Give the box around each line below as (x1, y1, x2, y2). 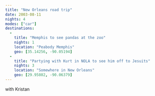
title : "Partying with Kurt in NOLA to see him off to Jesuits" (14, 58, 151, 63)
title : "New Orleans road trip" (5, 7, 72, 12)
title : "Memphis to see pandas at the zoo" (14, 35, 106, 40)
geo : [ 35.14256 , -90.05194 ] (14, 49, 72, 54)
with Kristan (5, 86, 30, 92)
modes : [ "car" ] (5, 21, 37, 26)
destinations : (5, 26, 35, 31)
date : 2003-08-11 (5, 12, 41, 17)
